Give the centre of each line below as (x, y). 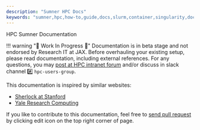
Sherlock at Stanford (40, 96)
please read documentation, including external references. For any (88, 58)
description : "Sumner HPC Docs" (46, 12)
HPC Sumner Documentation (42, 34)
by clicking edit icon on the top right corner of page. (70, 121)
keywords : (18, 17)
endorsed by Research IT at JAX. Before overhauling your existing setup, (96, 52)
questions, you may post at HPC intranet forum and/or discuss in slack (93, 64)
